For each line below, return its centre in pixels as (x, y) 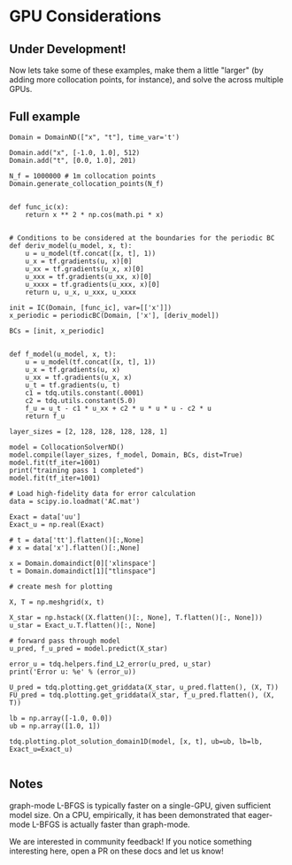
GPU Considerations (85, 16)
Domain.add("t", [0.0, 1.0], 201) (73, 160)
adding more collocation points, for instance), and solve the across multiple (146, 80)
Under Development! (68, 49)
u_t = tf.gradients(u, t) (73, 385)
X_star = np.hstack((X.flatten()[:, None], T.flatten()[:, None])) (136, 617)
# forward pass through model (65, 641)
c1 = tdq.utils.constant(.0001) (85, 393)
